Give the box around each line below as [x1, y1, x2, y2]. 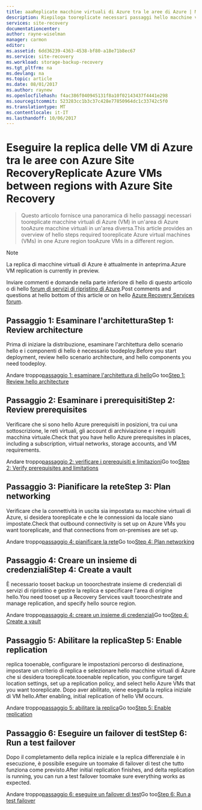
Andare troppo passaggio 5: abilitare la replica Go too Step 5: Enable [6, 704, 171, 711]
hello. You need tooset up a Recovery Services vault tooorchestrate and [6, 594, 183, 601]
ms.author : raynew [6, 87, 52, 93]
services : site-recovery [6, 20, 69, 26]
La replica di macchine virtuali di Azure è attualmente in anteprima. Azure [6, 261, 186, 268]
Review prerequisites [6, 405, 87, 415]
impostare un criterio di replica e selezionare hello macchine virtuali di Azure [6, 667, 196, 674]
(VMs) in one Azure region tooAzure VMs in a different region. [20, 238, 174, 245]
